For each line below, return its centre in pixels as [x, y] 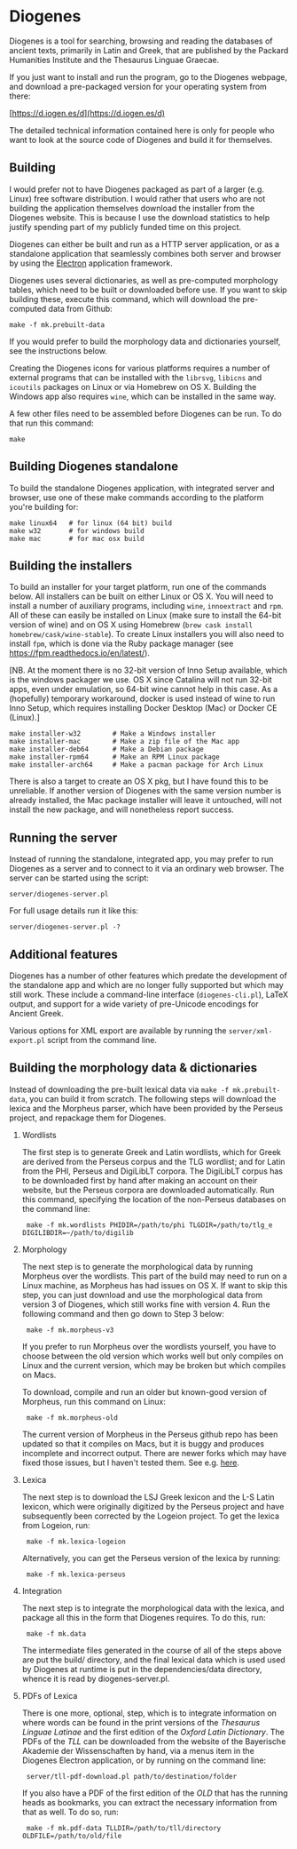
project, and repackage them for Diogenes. [88, 1118]
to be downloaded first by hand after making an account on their [140, 1180]
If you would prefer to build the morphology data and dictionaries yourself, [145, 341]
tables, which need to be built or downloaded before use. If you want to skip [148, 290]
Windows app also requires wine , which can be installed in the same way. [143, 396]
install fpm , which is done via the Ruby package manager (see [121, 644]
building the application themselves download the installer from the [132, 208]
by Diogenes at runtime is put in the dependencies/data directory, [142, 1669]
